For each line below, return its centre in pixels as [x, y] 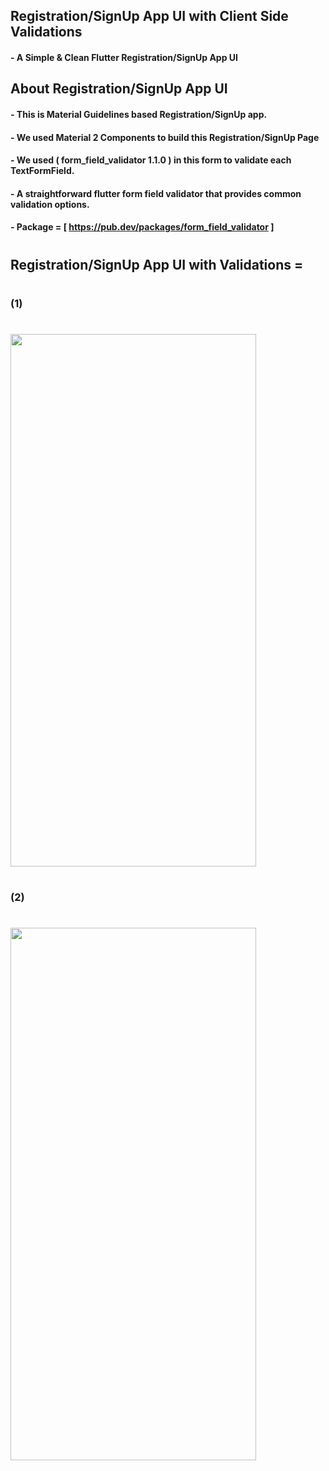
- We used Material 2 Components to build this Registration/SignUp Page [165, 137]
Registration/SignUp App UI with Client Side [149, 16]
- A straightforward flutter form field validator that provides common [156, 193]
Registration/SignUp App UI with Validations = [157, 264]
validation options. [50, 204]
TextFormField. [42, 171]
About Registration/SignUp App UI [119, 89]
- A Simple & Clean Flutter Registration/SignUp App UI [124, 57]
